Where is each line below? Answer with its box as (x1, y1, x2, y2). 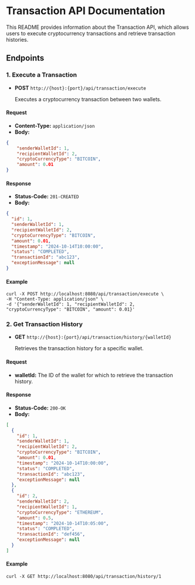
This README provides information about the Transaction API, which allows (6, 24, 189, 31)
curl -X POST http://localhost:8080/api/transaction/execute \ (6, 291, 164, 297)
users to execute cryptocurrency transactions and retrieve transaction (6, 29, 176, 36)
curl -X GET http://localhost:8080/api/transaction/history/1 (6, 574, 162, 580)
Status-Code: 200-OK (14, 404, 66, 411)
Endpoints (6, 53, 45, 63)
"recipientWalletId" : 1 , (16, 504, 78, 510)
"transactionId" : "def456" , (16, 531, 85, 537)
